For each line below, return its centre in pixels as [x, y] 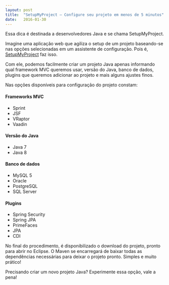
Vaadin [20, 124]
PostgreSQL [25, 186]
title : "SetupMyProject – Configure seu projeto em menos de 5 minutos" [85, 15]
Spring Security [29, 214]
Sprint [19, 108]
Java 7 [19, 147]
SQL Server [25, 192]
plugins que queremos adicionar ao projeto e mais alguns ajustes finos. [79, 75]
